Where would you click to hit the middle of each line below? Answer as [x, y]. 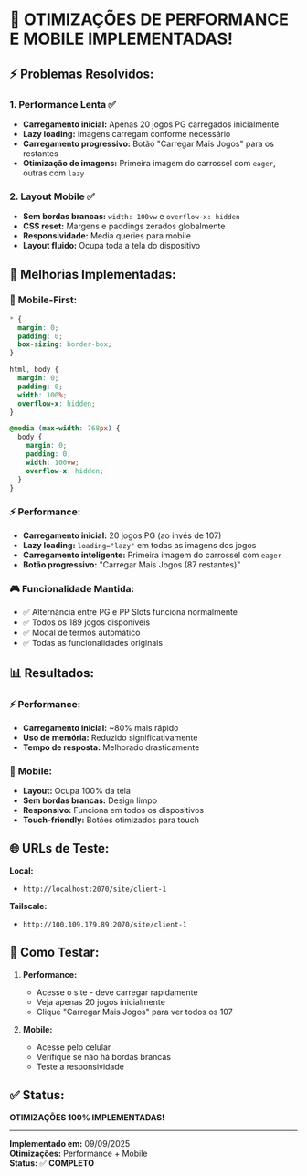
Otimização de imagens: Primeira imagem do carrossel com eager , [149, 163]
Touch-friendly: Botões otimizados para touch [111, 820]
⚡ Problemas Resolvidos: [82, 74]
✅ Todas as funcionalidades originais [92, 643]
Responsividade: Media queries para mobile [107, 236]
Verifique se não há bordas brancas [104, 1056]
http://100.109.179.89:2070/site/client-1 [105, 924]
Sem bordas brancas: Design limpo [90, 800]
